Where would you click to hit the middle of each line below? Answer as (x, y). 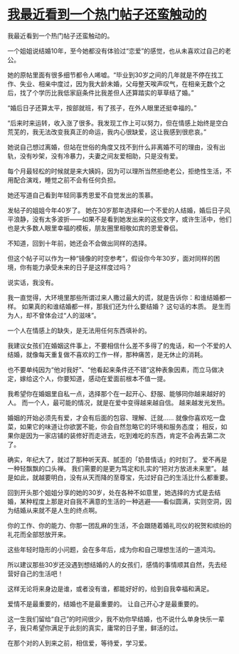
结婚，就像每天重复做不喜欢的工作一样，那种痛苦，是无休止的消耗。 (107, 354)
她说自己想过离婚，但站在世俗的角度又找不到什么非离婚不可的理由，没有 (113, 147)
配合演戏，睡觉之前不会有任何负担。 (66, 180)
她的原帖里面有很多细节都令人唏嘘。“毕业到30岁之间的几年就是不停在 (109, 75)
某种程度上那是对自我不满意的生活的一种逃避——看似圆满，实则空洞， (122, 501)
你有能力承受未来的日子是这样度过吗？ (76, 267)
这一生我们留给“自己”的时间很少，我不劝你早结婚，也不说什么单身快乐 (110, 619)
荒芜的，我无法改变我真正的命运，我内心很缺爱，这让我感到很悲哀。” (107, 132)
